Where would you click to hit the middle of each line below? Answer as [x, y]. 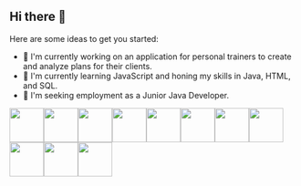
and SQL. [40, 85]
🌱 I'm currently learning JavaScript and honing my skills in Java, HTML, [156, 76]
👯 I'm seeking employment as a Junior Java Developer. [126, 95]
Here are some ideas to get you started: [84, 38]
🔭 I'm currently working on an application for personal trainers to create [157, 57]
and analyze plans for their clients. [87, 66]
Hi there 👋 [38, 17]
